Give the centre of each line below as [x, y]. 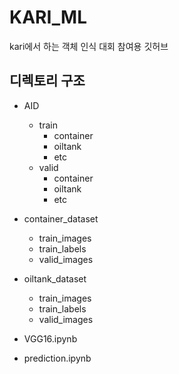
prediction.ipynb [57, 358]
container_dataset [61, 218]
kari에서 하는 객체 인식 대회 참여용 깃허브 [89, 46]
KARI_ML [48, 17]
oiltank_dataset [55, 278]
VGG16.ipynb [50, 338]
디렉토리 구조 [47, 81]
